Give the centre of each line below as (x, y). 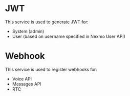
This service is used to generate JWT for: (47, 22)
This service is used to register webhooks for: (51, 69)
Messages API (27, 84)
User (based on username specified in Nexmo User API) (69, 36)
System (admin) (28, 31)
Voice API (22, 79)
